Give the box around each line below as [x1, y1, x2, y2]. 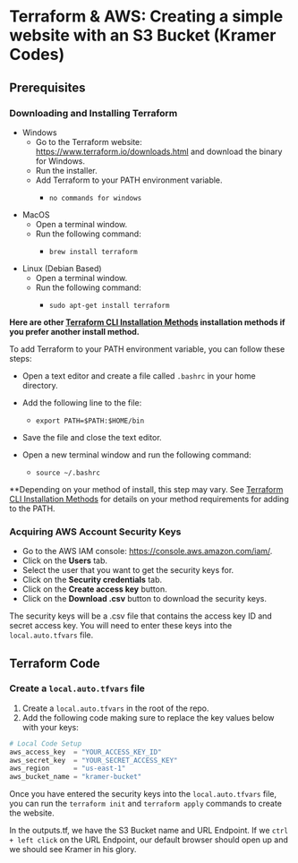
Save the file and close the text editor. [21, 431, 163, 442]
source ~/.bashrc [35, 468, 101, 477]
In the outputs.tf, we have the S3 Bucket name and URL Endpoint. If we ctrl [9, 825, 289, 836]
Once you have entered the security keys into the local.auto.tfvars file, [9, 789, 277, 799]
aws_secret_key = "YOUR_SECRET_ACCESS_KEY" [9, 756, 178, 765]
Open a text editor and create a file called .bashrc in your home [21, 370, 257, 381]
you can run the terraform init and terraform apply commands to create [9, 799, 282, 809]
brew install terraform [48, 247, 138, 256]
